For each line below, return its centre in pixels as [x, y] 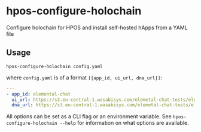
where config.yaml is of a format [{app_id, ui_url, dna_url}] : [84, 77]
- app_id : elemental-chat [38, 94]
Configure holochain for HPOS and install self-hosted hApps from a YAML [97, 27]
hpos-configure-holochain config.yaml [54, 66]
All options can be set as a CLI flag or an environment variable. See [89, 116]
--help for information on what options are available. [124, 123]
